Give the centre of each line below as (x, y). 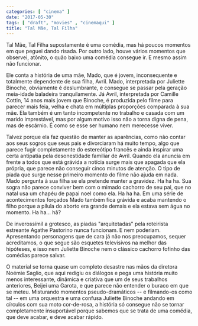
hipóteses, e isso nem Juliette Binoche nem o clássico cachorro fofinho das (98, 249)
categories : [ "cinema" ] (38, 12)
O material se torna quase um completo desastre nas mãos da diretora (92, 267)
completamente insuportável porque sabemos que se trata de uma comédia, (99, 311)
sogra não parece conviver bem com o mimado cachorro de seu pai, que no (99, 188)
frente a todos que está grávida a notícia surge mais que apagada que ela (96, 162)
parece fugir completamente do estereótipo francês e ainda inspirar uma (95, 150)
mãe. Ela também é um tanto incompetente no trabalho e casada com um (95, 113)
